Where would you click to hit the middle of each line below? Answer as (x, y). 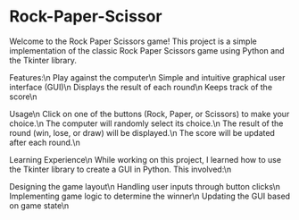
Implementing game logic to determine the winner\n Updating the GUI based (150, 196)
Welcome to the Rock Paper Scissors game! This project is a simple (133, 41)
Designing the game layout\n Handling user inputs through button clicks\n (145, 186)
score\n (23, 97)
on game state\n (39, 205)
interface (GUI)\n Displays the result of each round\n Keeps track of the (141, 87)
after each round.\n (45, 142)
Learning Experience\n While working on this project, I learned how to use (145, 159)
